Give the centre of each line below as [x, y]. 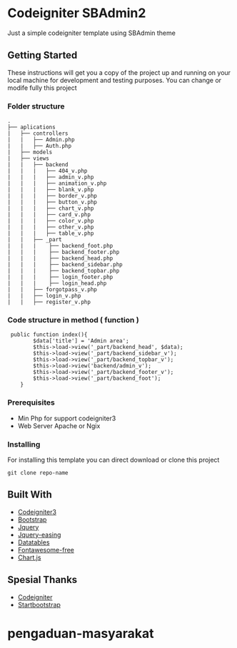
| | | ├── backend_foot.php [60, 246]
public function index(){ [49, 335]
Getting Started [42, 55]
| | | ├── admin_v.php [51, 177]
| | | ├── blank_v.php [51, 190]
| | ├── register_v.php [49, 302]
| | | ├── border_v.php [52, 196]
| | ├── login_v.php [44, 296]
